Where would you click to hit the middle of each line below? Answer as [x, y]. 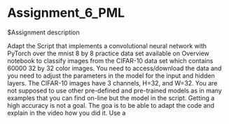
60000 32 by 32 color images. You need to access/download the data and [114, 68]
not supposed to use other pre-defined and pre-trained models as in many [114, 90]
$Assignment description [44, 32]
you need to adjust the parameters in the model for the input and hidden [111, 76]
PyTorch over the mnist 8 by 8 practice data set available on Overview [109, 53]
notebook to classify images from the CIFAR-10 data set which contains [110, 60]
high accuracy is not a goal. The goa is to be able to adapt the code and [111, 105]
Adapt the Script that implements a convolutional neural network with [107, 46]
